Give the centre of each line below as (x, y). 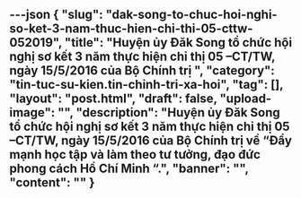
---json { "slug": (56, 15)
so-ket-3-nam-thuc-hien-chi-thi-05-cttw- (131, 29)
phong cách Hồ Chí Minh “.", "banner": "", (129, 169)
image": (32, 112)
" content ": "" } (52, 183)
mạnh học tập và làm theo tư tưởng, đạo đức (135, 155)
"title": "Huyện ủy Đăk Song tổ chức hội (178, 43)
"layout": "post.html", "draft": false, (113, 99)
